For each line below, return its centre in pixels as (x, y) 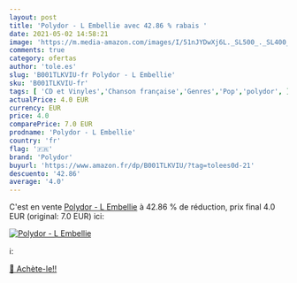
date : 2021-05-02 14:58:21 (59, 34)
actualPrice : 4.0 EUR (49, 99)
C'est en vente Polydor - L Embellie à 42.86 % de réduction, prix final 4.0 (142, 207)
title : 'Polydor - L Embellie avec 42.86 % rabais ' (108, 26)
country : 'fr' (35, 141)
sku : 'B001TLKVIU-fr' (49, 83)
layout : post (33, 17)
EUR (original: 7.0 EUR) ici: (57, 217)
